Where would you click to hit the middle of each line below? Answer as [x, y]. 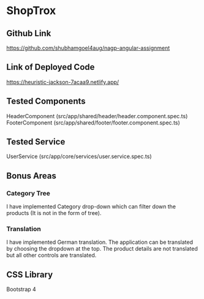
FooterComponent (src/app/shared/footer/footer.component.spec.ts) [93, 123]
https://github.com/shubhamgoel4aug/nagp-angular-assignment [88, 48]
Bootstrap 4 [21, 289]
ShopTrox [31, 11]
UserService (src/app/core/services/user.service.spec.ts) [79, 156]
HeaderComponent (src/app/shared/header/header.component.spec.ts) [97, 116]
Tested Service [36, 142]
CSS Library [30, 274]
